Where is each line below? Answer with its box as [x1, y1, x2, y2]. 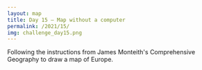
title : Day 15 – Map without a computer [7, 16, 126, 23]
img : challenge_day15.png [7, 29, 82, 36]
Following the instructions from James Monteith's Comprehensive [7, 48, 196, 56]
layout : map [7, 10, 42, 17]
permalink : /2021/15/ [7, 23, 70, 30]
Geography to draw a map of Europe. [7, 56, 113, 64]
